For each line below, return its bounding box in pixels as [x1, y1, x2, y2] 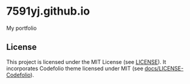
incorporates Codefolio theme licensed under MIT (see [6, 65, 144, 72]
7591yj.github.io [6, 4, 90, 18]
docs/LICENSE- [144, 65, 184, 72]
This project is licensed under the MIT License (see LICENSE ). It [6, 58, 166, 65]
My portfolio [6, 24, 37, 32]
